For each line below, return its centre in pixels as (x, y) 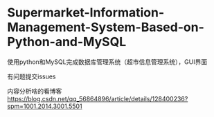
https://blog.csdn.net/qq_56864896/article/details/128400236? (98, 98)
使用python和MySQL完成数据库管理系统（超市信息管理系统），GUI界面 (107, 62)
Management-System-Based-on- (106, 27)
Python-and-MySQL (67, 42)
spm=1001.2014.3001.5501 (45, 106)
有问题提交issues (32, 76)
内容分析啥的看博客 (35, 91)
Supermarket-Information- (86, 13)
